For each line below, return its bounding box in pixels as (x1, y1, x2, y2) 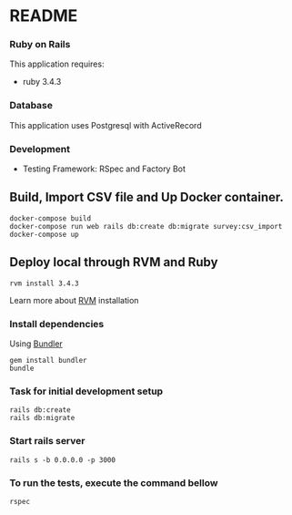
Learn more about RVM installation (9, 294, 139, 305)
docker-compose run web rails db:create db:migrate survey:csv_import (9, 221, 283, 231)
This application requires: (9, 58, 105, 69)
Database (9, 99, 53, 112)
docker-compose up (9, 230, 79, 239)
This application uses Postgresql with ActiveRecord (9, 119, 202, 130)
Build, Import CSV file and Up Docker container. (9, 190, 285, 205)
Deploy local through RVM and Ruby (9, 254, 218, 270)
